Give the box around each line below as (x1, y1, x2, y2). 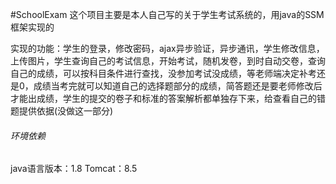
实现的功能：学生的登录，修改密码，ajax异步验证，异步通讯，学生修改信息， (10, 43, 325, 54)
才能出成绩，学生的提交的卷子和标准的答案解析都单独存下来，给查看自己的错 (10, 93, 326, 104)
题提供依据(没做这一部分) (10, 105, 114, 117)
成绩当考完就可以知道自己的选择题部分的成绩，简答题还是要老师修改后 (33, 80, 323, 92)
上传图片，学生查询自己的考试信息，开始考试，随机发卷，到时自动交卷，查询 (10, 55, 326, 67)
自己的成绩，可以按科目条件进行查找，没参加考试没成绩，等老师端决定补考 (10, 68, 317, 79)
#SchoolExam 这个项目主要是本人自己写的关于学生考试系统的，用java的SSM (10, 9, 325, 20)
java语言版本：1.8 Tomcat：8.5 (10, 163, 138, 175)
